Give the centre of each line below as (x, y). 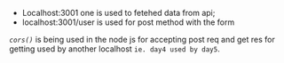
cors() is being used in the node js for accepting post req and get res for (142, 39)
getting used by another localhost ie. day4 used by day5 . (114, 49)
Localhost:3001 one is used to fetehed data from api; (118, 13)
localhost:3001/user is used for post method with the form (128, 22)
